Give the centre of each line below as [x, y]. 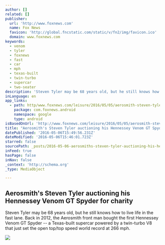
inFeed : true [18, 151]
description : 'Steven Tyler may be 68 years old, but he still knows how [82, 92]
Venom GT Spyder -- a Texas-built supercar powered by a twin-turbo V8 [79, 223]
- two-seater [23, 87]
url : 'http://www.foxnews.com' [41, 23]
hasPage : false [21, 155]
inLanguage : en [21, 96]
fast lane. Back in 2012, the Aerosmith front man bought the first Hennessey [82, 218]
